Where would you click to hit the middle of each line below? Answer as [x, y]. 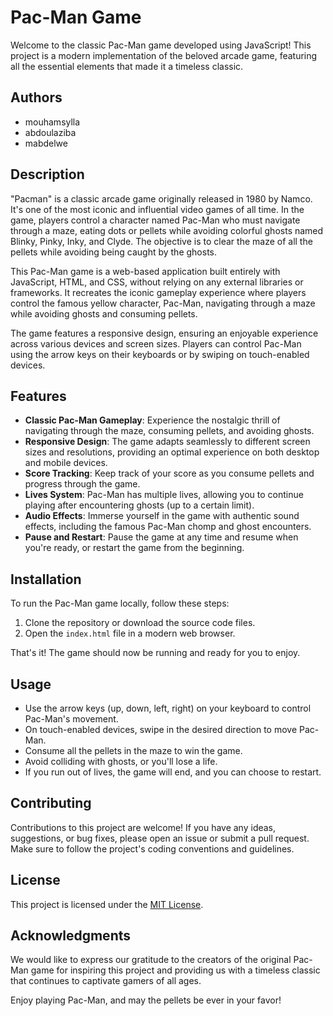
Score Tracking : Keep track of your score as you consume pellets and [169, 473]
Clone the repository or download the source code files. [140, 623]
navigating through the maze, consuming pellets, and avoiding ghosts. [169, 431]
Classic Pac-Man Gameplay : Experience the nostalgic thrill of [152, 420]
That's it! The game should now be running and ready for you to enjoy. [155, 653]
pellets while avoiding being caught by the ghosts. [114, 252]
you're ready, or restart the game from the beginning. [134, 548]
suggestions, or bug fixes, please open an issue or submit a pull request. [160, 838]
